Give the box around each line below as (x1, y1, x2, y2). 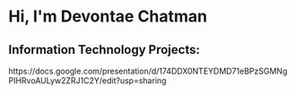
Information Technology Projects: (8, 42, 201, 57)
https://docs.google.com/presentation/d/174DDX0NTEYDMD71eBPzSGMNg (8, 65, 288, 76)
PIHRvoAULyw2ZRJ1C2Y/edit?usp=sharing (8, 75, 167, 86)
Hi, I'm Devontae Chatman (8, 6, 208, 27)
